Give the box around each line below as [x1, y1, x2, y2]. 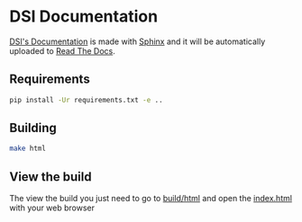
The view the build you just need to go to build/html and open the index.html [9, 193, 293, 204]
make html [9, 144, 47, 154]
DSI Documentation [9, 6, 159, 27]
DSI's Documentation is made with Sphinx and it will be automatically [9, 36, 266, 47]
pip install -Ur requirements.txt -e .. [9, 95, 164, 104]
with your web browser [9, 202, 96, 213]
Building [9, 120, 57, 136]
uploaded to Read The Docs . [9, 45, 115, 56]
